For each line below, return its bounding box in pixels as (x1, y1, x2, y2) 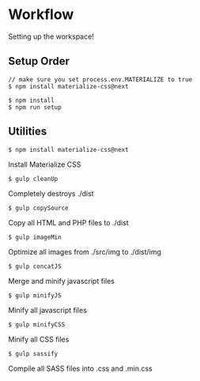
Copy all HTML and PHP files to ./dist (8, 217, 129, 227)
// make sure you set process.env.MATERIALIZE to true (8, 75, 193, 84)
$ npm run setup (8, 103, 62, 111)
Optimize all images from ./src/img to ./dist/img (8, 247, 162, 256)
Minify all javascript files (8, 305, 87, 315)
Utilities (8, 125, 47, 138)
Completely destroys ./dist (8, 188, 94, 198)
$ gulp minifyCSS (8, 320, 66, 329)
